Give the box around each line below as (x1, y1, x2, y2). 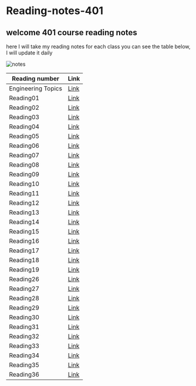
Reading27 (9, 285, 40, 293)
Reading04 (9, 123, 40, 130)
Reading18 (9, 256, 40, 264)
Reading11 (9, 189, 40, 197)
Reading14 (9, 218, 40, 226)
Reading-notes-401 (6, 4, 104, 18)
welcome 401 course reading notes (6, 28, 138, 38)
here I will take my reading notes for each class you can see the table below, (6, 43, 191, 50)
